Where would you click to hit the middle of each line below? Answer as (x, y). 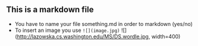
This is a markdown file (50, 10)
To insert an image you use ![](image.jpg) (67, 30)
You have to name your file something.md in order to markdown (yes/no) (104, 24)
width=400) (166, 36)
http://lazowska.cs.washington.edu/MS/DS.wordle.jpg (83, 36)
